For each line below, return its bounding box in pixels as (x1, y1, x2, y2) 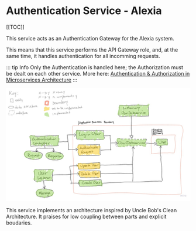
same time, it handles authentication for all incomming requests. (6, 52, 160, 59)
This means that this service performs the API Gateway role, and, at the (6, 46, 178, 53)
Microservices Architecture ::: (6, 76, 78, 83)
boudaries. (6, 219, 32, 226)
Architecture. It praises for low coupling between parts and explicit (6, 213, 167, 220)
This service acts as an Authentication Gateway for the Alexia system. (6, 35, 174, 42)
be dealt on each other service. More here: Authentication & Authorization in (6, 70, 190, 77)
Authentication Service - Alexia (6, 4, 162, 18)
